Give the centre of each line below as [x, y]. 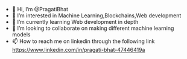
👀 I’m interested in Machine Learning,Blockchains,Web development [97, 15]
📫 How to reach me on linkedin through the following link [83, 41]
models [21, 35]
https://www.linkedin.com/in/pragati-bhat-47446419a [78, 50]
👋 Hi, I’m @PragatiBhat [40, 9]
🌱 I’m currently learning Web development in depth [75, 22]
